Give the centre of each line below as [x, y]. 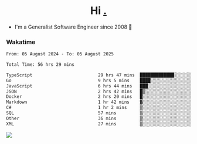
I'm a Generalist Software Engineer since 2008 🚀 [73, 27]
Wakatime [21, 42]
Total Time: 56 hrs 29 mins [40, 65]
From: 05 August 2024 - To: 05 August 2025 [60, 54]
